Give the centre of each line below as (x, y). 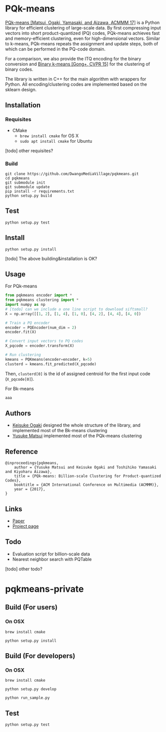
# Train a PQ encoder (28, 323)
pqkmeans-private (44, 589)
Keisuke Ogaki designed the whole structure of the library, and (76, 425)
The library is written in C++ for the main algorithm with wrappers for (76, 79)
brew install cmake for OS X (49, 136)
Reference (22, 451)
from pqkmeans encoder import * (39, 295)
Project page (25, 526)
